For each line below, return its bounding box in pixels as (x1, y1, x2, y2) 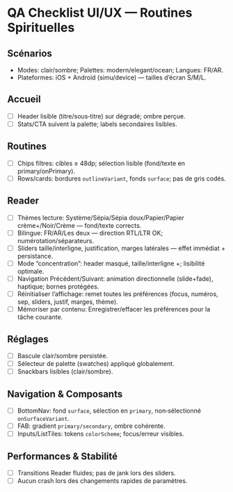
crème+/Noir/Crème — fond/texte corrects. (17, 221, 142, 229)
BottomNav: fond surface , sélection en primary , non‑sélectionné (17, 406, 202, 415)
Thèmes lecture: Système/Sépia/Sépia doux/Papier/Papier (17, 213, 184, 222)
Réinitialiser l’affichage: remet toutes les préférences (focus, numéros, (17, 290, 218, 298)
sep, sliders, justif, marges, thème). (17, 298, 118, 306)
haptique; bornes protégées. (17, 282, 99, 291)
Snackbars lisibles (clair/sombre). (17, 367, 113, 376)
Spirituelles (7, 20, 75, 36)
